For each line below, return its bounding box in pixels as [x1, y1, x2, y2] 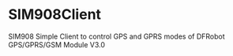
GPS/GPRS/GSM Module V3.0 [8, 39, 105, 49]
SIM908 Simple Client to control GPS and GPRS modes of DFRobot [8, 32, 225, 41]
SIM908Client [8, 6, 101, 24]
